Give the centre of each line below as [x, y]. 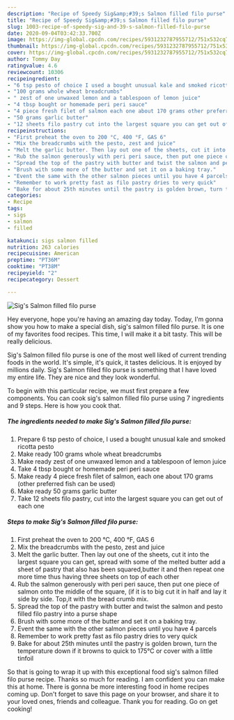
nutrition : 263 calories [43, 247]
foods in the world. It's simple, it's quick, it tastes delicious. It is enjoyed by [114, 362]
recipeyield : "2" [32, 273]
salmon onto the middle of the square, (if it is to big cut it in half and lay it [122, 592]
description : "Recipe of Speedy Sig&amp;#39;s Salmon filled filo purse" [117, 14]
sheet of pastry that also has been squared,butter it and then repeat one [121, 569]
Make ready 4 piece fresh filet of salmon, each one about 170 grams [115, 476]
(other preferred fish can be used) [66, 483]
